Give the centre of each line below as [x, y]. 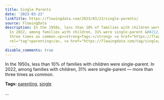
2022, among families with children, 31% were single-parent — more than [79, 69]
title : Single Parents [28, 9]
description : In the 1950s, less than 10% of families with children [77, 28]
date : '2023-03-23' [25, 14]
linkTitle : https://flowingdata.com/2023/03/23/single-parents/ [72, 18]
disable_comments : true [29, 50]
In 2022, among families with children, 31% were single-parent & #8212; [85, 32]
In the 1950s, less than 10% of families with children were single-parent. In [80, 64]
